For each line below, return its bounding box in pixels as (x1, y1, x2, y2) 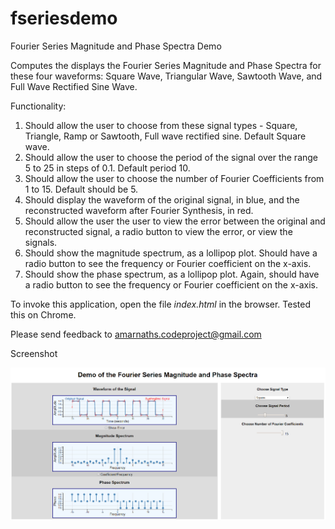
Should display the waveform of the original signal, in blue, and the (24, 193, 300, 206)
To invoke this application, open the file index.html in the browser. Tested (10, 298, 312, 310)
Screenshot (10, 347, 58, 359)
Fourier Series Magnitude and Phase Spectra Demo (10, 40, 222, 52)
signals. (24, 236, 58, 248)
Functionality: (10, 100, 67, 112)
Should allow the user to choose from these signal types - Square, (24, 119, 298, 131)
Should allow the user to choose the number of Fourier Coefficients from (24, 172, 325, 184)
